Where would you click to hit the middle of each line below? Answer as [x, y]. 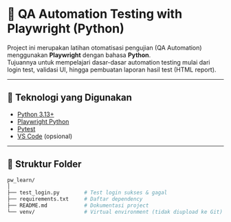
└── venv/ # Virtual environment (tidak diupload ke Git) [115, 212]
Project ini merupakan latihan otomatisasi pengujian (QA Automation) [104, 47]
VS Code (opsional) [45, 136]
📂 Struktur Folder [44, 164]
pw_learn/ [21, 180]
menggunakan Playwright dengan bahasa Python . [79, 55]
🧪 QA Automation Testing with [95, 14]
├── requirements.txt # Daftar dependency [75, 199]
